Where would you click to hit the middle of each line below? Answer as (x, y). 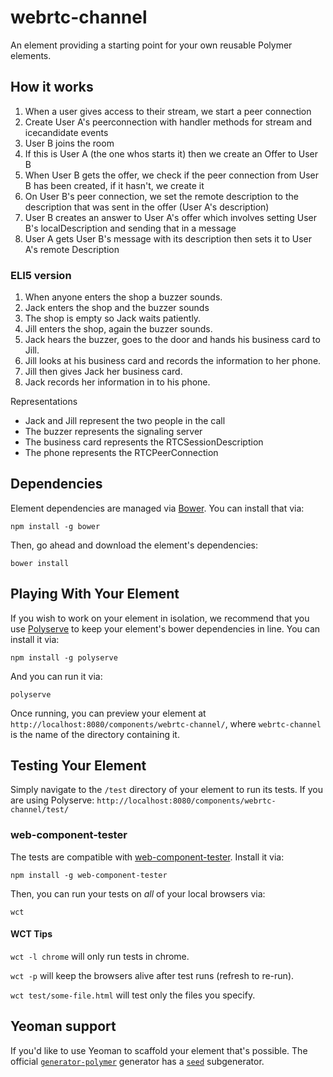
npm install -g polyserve (64, 657)
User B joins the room (69, 143)
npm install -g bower (55, 526)
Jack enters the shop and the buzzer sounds (117, 308)
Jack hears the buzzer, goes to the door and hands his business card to (172, 340)
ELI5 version (41, 275)
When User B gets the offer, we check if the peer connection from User (171, 175)
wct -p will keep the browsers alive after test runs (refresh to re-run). (152, 975)
